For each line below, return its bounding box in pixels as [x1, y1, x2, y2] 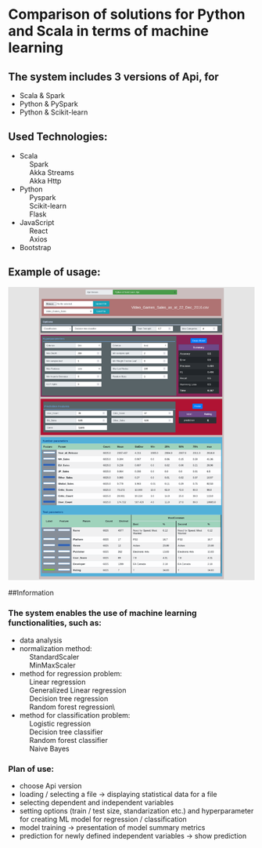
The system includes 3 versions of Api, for [8, 70, 219, 83]
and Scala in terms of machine [8, 22, 209, 40]
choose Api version [19, 781, 82, 790]
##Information [8, 588, 55, 598]
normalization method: [19, 643, 92, 653]
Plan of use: [8, 763, 55, 774]
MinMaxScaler [29, 661, 76, 670]
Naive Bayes [29, 744, 70, 753]
